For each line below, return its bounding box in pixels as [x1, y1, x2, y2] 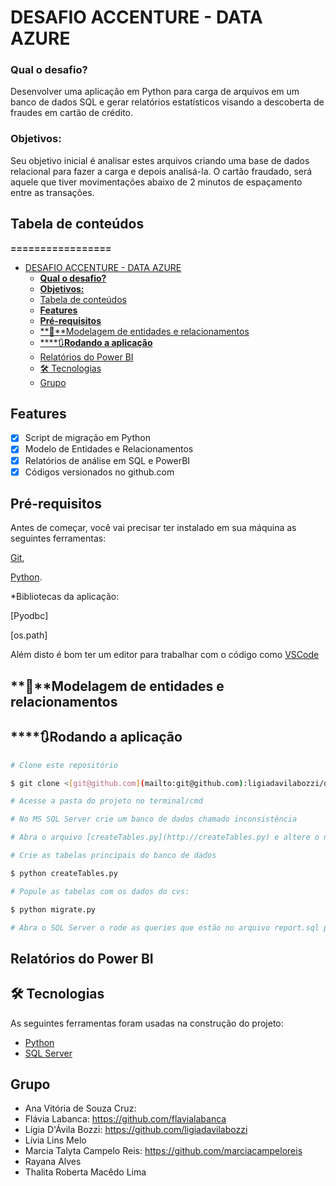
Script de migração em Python [24, 432, 151, 444]
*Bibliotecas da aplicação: [10, 591, 120, 603]
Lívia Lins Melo [24, 1134, 87, 1146]
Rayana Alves [24, 1156, 82, 1168]
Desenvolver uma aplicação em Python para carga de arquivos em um [10, 86, 300, 98]
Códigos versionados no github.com [24, 466, 175, 478]
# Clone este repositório [10, 760, 118, 770]
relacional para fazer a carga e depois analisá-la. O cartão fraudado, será [10, 165, 313, 177]
